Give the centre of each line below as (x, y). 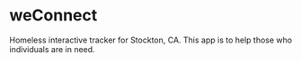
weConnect (53, 15)
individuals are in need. (53, 49)
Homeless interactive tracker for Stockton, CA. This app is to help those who (151, 40)
